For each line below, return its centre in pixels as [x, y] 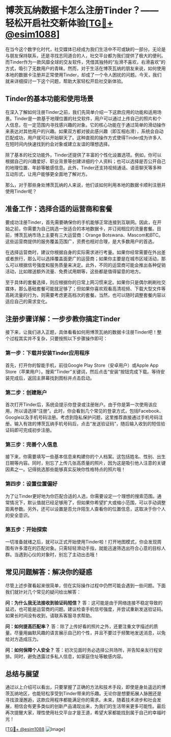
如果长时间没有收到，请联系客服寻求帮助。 [50, 615]
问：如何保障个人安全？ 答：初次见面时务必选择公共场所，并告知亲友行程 [82, 650]
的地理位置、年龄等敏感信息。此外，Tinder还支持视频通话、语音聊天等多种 [83, 168]
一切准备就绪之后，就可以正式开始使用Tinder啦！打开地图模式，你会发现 [81, 541]
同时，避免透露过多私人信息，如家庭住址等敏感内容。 [70, 656]
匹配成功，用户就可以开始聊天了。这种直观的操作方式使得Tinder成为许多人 [83, 137]
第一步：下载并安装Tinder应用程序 [48, 353]
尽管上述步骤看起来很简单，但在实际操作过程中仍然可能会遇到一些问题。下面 [85, 585]
